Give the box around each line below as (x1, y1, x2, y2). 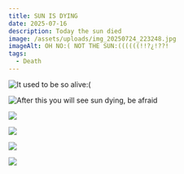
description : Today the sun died (8, 27, 122, 35)
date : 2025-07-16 (8, 20, 68, 28)
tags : (8, 50, 27, 58)
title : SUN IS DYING (8, 11, 79, 20)
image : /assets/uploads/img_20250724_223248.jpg (8, 34, 177, 43)
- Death (15, 58, 42, 66)
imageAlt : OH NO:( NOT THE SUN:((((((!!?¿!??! (8, 42, 169, 50)
